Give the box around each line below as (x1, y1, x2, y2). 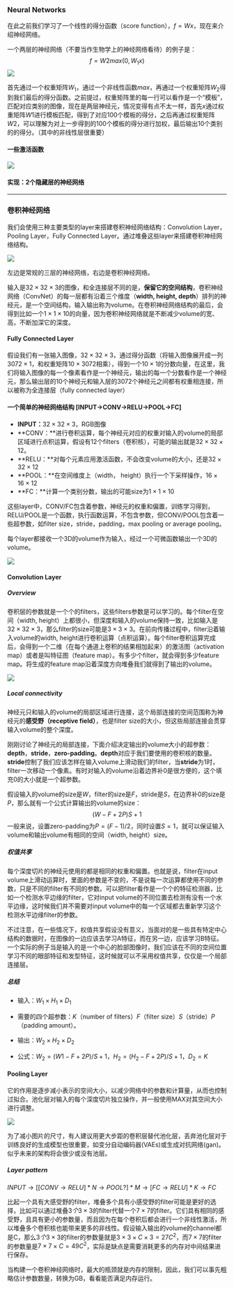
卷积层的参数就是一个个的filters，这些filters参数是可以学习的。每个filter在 (7, 607, 218, 616)
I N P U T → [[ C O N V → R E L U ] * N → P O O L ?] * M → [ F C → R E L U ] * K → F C (7, 1183, 217, 1192)
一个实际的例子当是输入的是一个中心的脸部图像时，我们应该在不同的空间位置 (7, 942, 227, 951)
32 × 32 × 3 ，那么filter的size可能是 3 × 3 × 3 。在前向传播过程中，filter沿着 (7, 624, 219, 633)
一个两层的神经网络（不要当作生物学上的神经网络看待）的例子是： (7, 45, 196, 54)
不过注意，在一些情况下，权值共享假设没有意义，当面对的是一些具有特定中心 (7, 925, 227, 934)
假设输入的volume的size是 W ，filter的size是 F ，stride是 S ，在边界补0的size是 (7, 790, 226, 798)
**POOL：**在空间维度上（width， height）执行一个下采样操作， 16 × (17, 471, 218, 480)
